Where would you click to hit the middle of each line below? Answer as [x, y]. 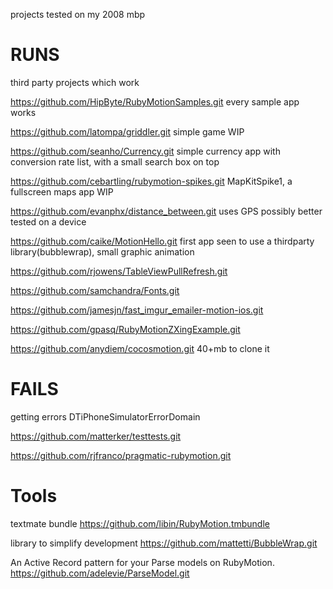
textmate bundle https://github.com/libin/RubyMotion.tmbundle [140, 523]
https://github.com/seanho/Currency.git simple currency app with [145, 151]
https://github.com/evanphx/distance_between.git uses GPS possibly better [166, 211]
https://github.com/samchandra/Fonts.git [95, 290]
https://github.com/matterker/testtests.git [96, 436]
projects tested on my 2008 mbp [78, 14]
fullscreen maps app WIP [62, 191]
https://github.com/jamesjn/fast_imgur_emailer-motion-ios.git [137, 310]
